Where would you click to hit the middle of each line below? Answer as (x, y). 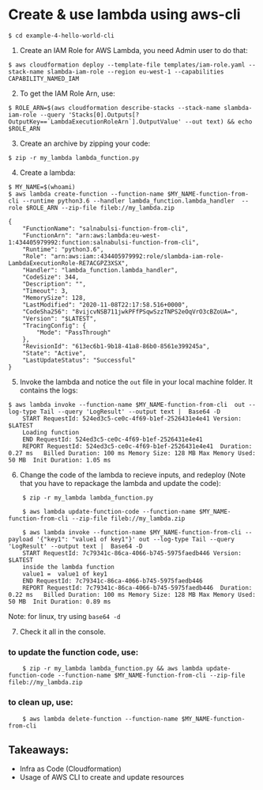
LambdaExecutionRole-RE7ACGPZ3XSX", (68, 263)
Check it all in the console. (63, 632)
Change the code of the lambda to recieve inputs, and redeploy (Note (133, 475)
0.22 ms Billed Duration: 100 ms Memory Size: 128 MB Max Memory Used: (132, 594)
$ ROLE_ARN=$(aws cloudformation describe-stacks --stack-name (115, 108)
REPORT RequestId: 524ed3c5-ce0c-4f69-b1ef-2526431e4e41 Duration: (137, 446)
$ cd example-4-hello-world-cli (61, 36)
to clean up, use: (41, 702)
